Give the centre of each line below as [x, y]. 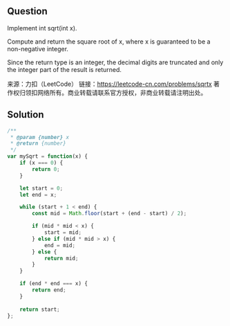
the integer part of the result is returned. [65, 69]
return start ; [40, 309]
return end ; [49, 290]
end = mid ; [60, 245]
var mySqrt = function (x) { [48, 156]
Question [27, 11]
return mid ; [61, 258]
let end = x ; [38, 194]
